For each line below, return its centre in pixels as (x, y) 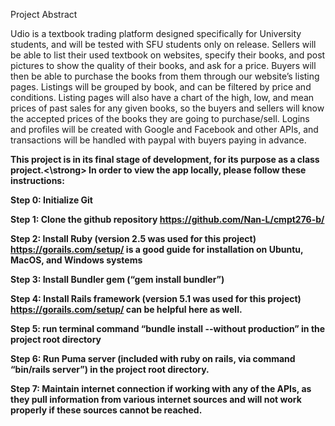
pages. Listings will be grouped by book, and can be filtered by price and (161, 87)
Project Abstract (44, 14)
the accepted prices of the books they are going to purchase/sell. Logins (160, 118)
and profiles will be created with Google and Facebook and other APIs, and (164, 129)
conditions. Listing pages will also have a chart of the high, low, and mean (162, 97)
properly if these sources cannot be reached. (106, 410)
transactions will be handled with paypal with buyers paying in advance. (158, 140)
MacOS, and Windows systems (76, 260)
